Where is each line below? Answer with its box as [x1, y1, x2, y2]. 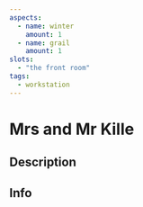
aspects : [9, 13, 42, 22]
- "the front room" [17, 64, 91, 73]
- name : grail [17, 38, 70, 48]
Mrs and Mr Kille [9, 119, 135, 139]
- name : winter [17, 22, 75, 31]
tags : [9, 72, 30, 81]
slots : [9, 55, 34, 64]
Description [9, 155, 76, 170]
